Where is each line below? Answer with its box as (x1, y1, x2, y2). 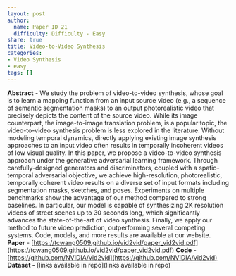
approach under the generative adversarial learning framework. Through (7, 156, 218, 164)
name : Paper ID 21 (13, 23, 68, 30)
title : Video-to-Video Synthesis (7, 43, 106, 50)
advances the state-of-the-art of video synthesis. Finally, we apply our (7, 215, 213, 224)
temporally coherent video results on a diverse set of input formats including (7, 178, 230, 187)
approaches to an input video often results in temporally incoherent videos (7, 141, 224, 149)
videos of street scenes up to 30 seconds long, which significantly (7, 208, 201, 217)
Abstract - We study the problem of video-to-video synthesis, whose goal (7, 89, 223, 97)
